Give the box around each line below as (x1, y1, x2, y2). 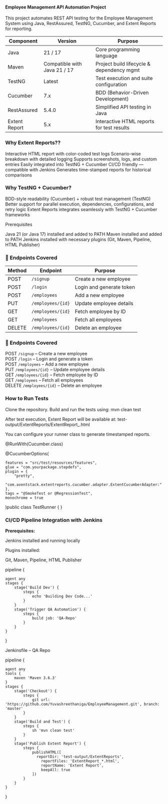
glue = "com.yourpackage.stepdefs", (5, 464, 81, 470)
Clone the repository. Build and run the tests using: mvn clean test (5, 406, 141, 412)
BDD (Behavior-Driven (95, 89, 149, 96)
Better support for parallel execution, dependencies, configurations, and (5, 201, 154, 207)
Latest (43, 78, 58, 85)
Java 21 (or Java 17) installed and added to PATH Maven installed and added (5, 231, 162, 237)
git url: (31, 697, 50, 702)
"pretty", (14, 473, 35, 478)
